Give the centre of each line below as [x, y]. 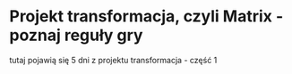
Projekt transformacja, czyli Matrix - [146, 16]
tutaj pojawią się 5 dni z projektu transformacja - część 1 [113, 60]
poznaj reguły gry [76, 35]
